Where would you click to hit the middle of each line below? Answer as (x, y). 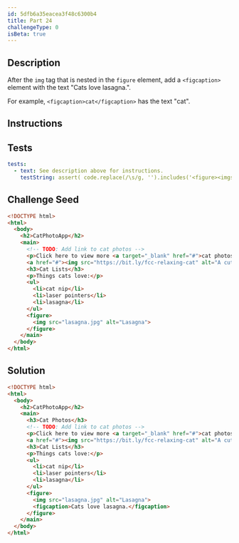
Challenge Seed (43, 200)
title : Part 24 (30, 21)
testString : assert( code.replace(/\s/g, (82, 178)
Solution (26, 371)
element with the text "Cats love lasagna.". (69, 88)
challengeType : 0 (33, 27)
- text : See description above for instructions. (89, 171)
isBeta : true (27, 34)
